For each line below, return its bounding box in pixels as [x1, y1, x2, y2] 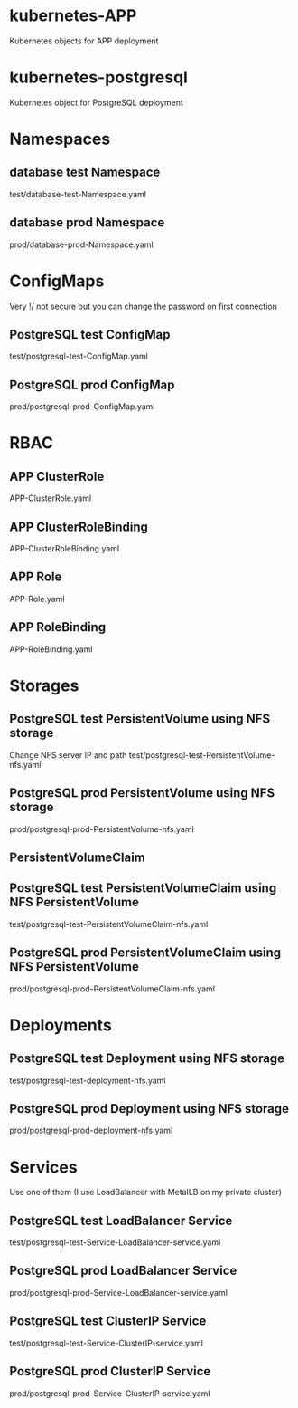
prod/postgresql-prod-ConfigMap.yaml [9, 401, 155, 412]
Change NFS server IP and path [9, 749, 127, 761]
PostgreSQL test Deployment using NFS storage [9, 1051, 285, 1067]
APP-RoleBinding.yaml [9, 644, 93, 655]
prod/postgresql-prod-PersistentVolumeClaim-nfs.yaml [9, 983, 215, 994]
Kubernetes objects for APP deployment [9, 35, 159, 46]
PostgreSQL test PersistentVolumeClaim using [9, 880, 277, 896]
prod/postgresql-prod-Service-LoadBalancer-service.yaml [9, 1287, 228, 1298]
